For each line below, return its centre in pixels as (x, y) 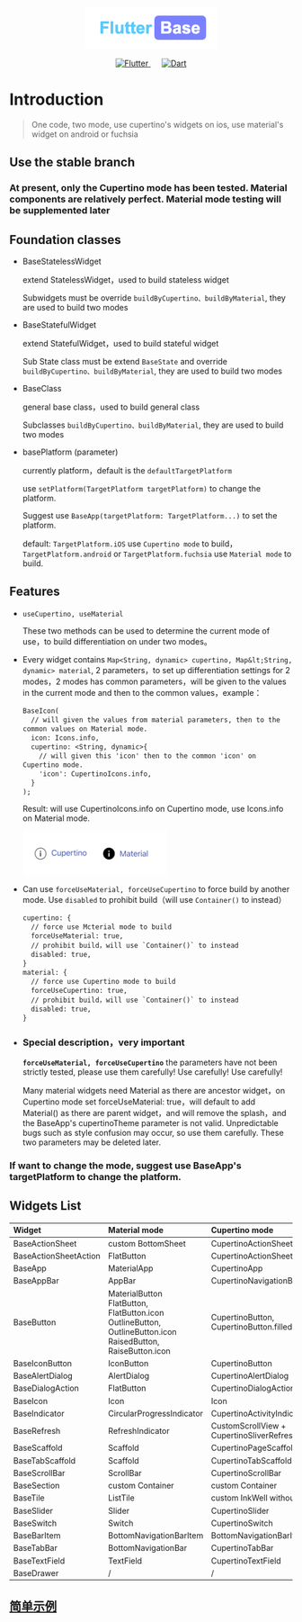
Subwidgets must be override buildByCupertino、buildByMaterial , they (154, 298)
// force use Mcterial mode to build (102, 927)
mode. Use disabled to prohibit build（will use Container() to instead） (154, 899)
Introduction (57, 99)
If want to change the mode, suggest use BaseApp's (125, 1166)
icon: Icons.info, (65, 738)
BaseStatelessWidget (62, 261)
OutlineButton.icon (142, 1331)
